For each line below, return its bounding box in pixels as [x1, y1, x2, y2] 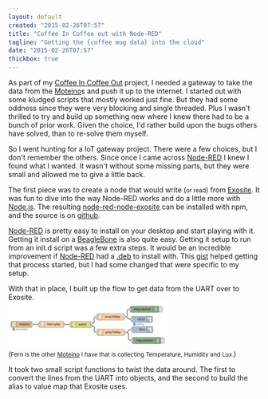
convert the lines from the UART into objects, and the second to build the [8, 373, 249, 382]
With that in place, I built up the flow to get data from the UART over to [8, 284, 240, 293]
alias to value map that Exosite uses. [8, 381, 128, 391]
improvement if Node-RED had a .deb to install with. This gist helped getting [8, 251, 258, 261]
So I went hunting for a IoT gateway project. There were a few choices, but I [8, 144, 258, 153]
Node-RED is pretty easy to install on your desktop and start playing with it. [8, 226, 255, 235]
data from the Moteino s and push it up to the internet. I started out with [8, 86, 242, 96]
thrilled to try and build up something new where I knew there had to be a [8, 112, 250, 121]
